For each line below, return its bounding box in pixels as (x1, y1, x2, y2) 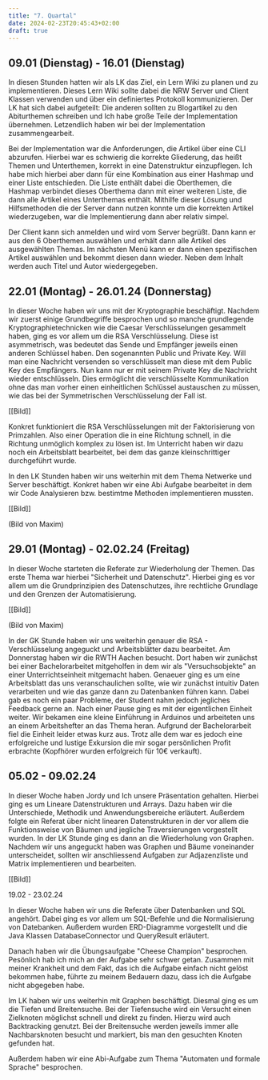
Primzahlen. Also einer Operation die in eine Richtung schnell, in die (8, 430, 232, 440)
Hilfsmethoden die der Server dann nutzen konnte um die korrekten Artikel (8, 203, 254, 213)
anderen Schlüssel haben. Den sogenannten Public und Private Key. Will (8, 349, 246, 358)
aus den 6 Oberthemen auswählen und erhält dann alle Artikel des (8, 236, 226, 246)
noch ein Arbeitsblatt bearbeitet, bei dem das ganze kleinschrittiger (8, 447, 230, 457)
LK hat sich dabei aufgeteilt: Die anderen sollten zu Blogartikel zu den (8, 103, 238, 113)
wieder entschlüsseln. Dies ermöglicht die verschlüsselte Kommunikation (8, 374, 250, 383)
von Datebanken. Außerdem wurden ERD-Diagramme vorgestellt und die (8, 922, 248, 932)
